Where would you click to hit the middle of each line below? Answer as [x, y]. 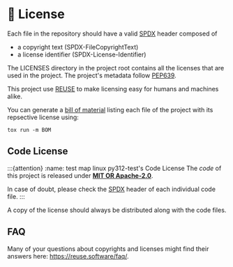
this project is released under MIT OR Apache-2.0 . [80, 175]
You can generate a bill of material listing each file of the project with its [110, 109]
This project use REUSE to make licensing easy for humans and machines [113, 89]
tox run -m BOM [29, 130]
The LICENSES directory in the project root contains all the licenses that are [116, 68]
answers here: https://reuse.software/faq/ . [68, 256]
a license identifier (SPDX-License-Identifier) [82, 54]
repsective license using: [43, 117]
